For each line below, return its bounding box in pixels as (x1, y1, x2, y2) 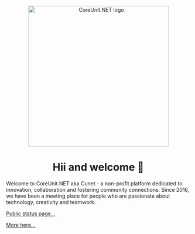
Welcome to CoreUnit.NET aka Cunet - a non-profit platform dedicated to (6, 179, 183, 187)
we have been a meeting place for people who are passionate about (6, 192, 170, 199)
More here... (6, 221, 36, 228)
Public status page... (6, 210, 56, 217)
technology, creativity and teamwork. (6, 198, 96, 205)
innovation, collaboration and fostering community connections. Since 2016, (6, 186, 190, 193)
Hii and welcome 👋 (52, 161, 145, 174)
